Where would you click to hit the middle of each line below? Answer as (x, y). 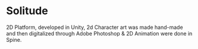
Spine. (14, 40)
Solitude (27, 11)
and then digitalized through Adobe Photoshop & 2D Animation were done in (99, 33)
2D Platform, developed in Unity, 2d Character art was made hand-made (95, 27)
